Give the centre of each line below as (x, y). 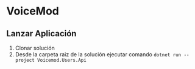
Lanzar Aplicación (41, 34)
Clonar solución (35, 48)
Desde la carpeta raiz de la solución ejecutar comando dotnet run (98, 54)
